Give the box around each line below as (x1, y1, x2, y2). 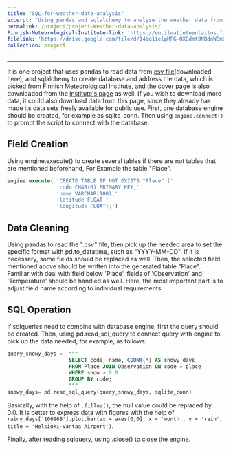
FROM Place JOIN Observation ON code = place (68, 363, 201, 370)
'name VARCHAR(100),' (56, 190, 118, 197)
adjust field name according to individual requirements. (7, 284, 164, 292)
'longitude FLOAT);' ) (56, 203, 118, 210)
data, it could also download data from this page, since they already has (7, 97, 211, 105)
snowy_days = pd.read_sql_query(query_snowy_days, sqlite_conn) (7, 389, 192, 396)
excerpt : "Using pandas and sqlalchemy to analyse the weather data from (7, 17, 223, 23)
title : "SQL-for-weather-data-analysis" (7, 10, 125, 17)
